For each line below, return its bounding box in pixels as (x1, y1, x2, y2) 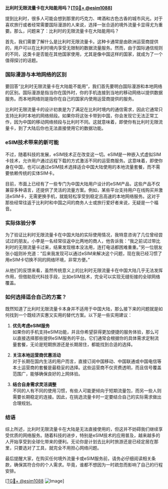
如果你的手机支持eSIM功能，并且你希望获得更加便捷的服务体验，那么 (12, 329, 155, 335)
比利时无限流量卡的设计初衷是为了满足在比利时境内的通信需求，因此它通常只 (5, 106, 163, 112)
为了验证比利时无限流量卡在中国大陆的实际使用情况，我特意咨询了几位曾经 (5, 231, 158, 237)
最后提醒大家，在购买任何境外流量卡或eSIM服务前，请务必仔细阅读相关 (5, 455, 151, 461)
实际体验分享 (5, 219, 36, 226)
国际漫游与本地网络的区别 (5, 71, 67, 78)
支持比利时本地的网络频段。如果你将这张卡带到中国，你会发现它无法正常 (5, 112, 154, 119)
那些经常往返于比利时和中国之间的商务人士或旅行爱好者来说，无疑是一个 (5, 199, 154, 205)
